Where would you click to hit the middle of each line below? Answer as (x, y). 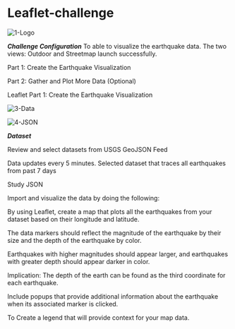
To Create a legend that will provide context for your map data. (98, 317)
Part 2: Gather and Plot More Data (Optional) (72, 81)
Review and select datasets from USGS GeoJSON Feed (88, 149)
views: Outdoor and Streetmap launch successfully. (82, 54)
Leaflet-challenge (61, 13)
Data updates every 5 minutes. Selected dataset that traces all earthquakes (116, 163)
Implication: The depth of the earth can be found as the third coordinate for (116, 275)
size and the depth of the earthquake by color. (74, 240)
